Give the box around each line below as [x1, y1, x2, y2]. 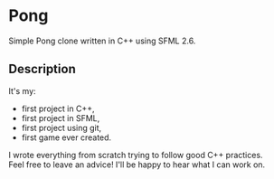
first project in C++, [21, 103, 96, 114]
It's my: [8, 85, 37, 96]
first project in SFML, [21, 112, 100, 123]
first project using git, [21, 122, 102, 133]
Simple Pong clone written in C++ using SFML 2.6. [8, 35, 196, 46]
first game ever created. [21, 132, 112, 143]
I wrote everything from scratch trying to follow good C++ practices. [8, 149, 263, 160]
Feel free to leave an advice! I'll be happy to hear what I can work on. [8, 159, 266, 170]
